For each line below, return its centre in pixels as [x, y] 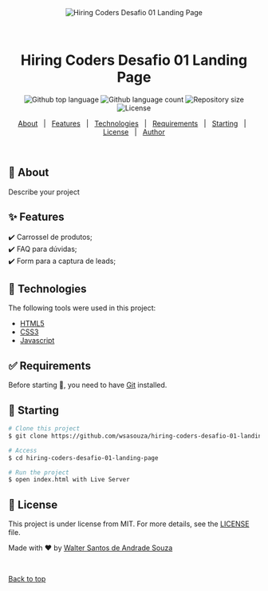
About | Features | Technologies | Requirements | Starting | [132, 123]
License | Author [134, 132]
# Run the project [39, 472]
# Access [23, 450]
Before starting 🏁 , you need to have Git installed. [88, 385]
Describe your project [44, 192]
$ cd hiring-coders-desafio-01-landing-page [83, 458]
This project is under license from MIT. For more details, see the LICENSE [129, 524]
